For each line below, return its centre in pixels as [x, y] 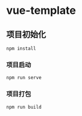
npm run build [24, 107]
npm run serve [24, 78]
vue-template [41, 11]
